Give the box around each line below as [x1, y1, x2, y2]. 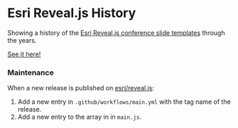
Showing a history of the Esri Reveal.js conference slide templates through [7, 28, 225, 37]
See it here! [7, 50, 41, 58]
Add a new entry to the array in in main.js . [17, 112, 142, 122]
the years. [7, 36, 37, 44]
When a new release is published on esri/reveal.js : [7, 84, 155, 92]
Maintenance [7, 68, 55, 78]
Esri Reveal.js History [7, 5, 136, 21]
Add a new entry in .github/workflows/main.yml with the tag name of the [17, 97, 231, 106]
